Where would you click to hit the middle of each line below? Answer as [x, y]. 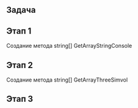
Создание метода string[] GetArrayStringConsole [69, 46]
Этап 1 [19, 31]
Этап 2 [20, 65]
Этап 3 [20, 99]
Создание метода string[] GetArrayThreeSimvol [67, 80]
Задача [21, 10]
